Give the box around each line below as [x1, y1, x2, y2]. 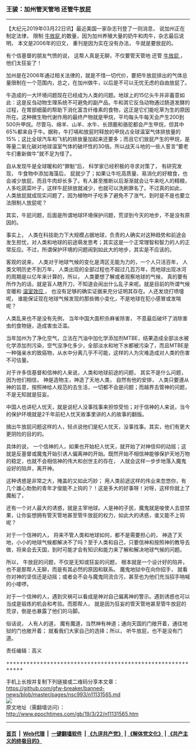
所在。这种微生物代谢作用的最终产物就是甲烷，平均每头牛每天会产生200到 [6, 114, 185, 121]
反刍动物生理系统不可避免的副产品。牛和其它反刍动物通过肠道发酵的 [26, 99, 190, 106]
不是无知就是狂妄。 [6, 391, 52, 398]
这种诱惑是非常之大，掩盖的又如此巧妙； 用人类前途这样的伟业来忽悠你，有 [6, 477, 187, 484]
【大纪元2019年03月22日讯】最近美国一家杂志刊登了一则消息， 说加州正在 [6, 25, 185, 32]
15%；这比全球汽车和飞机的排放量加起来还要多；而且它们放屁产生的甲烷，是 [6, 136, 190, 143]
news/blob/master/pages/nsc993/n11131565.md [6, 691, 121, 698]
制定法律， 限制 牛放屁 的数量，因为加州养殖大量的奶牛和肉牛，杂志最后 [6, 32, 179, 39]
